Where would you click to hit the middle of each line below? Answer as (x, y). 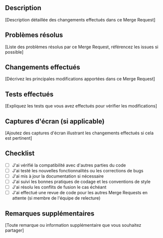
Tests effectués (29, 94)
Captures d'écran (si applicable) (55, 121)
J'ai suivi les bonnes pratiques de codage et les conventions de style (81, 182)
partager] (15, 230)
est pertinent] (19, 138)
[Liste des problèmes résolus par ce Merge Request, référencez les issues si (82, 47)
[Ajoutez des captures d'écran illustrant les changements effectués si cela (80, 133)
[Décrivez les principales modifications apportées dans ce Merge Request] (80, 79)
